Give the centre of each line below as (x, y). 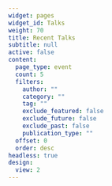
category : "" (44, 97)
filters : (30, 82)
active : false (32, 52)
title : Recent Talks (42, 38)
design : (21, 163)
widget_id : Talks (37, 23)
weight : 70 (26, 30)
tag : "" (35, 104)
